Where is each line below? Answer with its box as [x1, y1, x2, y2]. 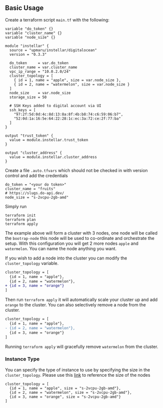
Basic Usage [5, 4, 44, 12]
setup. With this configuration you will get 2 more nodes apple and [5, 240, 139, 246]
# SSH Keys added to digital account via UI [9, 103, 102, 108]
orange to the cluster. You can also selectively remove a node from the [5, 302, 146, 308]
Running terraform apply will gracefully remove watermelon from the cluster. [5, 344, 159, 349]
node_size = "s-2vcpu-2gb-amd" [5, 195, 69, 200]
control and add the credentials [5, 172, 68, 178]
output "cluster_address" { [5, 150, 62, 155]
